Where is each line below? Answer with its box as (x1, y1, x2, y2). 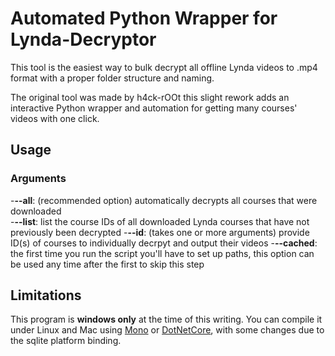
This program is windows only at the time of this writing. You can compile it (10, 313, 323, 326)
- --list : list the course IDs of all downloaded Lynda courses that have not (10, 215, 310, 227)
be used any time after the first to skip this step (10, 258, 205, 270)
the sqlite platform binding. (10, 335, 122, 347)
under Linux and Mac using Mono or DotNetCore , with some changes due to (10, 324, 325, 336)
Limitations (10, 287, 82, 304)
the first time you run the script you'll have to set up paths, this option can (10, 247, 315, 259)
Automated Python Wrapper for (10, 7, 278, 30)
